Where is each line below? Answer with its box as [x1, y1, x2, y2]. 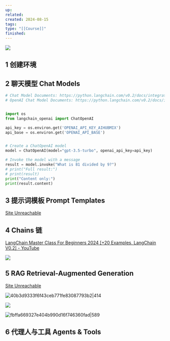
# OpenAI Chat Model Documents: [5, 98, 73, 103]
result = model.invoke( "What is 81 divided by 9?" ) [5, 162, 116, 167]
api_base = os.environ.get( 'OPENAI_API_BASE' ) [5, 130, 105, 135]
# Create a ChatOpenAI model [5, 143, 67, 148]
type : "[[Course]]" [5, 26, 47, 31]
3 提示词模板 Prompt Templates [5, 196, 105, 205]
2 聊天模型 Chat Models [5, 79, 80, 88]
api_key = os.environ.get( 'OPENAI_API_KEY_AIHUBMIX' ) [5, 125, 121, 130]
